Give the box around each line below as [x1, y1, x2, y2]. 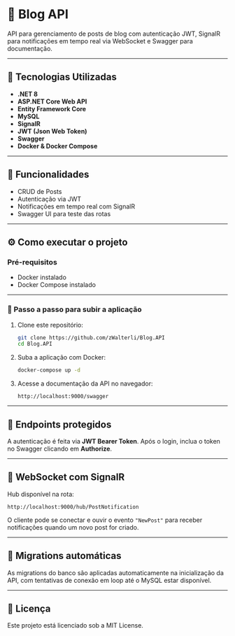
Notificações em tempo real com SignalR [17, 202, 135, 211]
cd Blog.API [17, 341, 52, 348]
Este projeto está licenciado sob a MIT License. [7, 621, 143, 630]
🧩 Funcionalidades [7, 169, 90, 181]
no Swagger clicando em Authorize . [7, 444, 113, 453]
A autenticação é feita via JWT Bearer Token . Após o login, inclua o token [7, 437, 220, 445]
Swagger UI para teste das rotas [17, 209, 111, 218]
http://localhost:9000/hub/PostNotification [7, 503, 139, 510]
